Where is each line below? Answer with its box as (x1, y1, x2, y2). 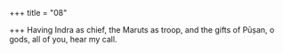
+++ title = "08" (9, 8, 68, 18)
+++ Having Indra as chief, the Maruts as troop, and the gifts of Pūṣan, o (9, 25, 275, 34)
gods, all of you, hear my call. (9, 34, 117, 44)
